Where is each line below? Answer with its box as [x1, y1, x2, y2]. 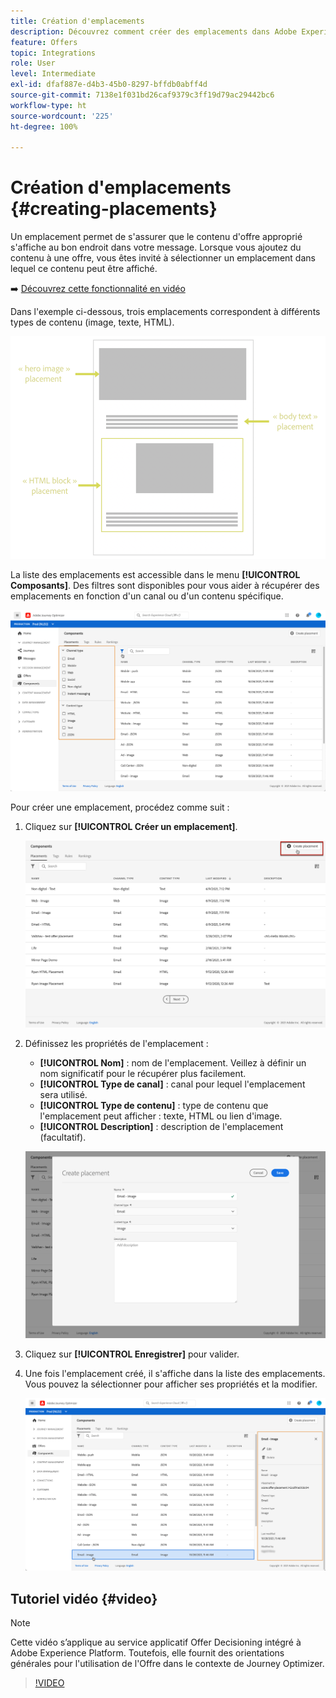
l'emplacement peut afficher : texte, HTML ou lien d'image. [39, 1110, 283, 1122]
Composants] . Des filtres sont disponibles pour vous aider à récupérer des [10, 580, 320, 591]
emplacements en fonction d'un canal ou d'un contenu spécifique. [10, 590, 284, 602]
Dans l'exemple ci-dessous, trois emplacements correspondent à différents [10, 306, 321, 318]
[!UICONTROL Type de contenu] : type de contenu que [39, 1099, 269, 1111]
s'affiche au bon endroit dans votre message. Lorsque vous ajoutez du [10, 241, 302, 254]
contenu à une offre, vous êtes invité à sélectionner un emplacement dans [10, 252, 316, 264]
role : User [10, 58, 56, 69]
